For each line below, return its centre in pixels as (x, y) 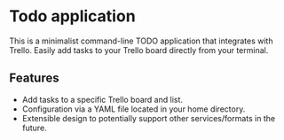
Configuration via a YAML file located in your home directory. (134, 109)
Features (34, 78)
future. (34, 128)
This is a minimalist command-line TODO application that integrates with (141, 41)
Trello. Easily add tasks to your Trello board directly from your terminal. (139, 50)
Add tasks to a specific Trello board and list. (103, 99)
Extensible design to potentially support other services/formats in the (149, 118)
